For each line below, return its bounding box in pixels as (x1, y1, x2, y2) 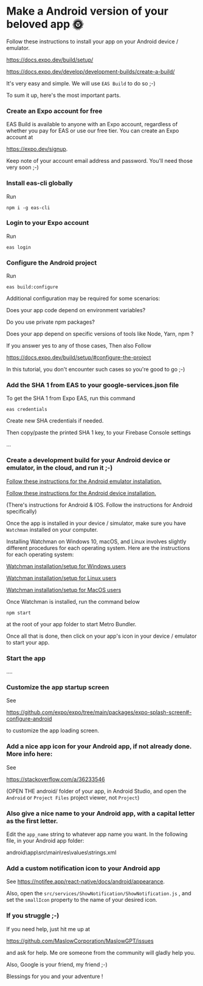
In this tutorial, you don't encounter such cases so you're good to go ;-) (6, 366, 185, 373)
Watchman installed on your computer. (6, 526, 98, 533)
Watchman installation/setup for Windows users (6, 562, 126, 570)
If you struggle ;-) (6, 912, 60, 920)
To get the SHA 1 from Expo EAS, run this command (6, 395, 136, 402)
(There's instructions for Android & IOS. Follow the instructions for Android (6, 501, 193, 509)
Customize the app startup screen (6, 683, 109, 691)
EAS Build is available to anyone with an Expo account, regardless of (6, 121, 178, 128)
